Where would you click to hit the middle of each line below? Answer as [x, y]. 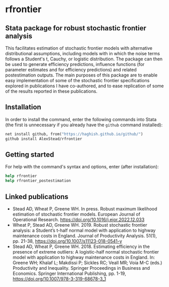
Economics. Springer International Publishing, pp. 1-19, [69, 273]
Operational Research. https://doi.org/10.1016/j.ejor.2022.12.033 [78, 220]
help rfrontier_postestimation [38, 181]
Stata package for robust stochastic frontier [76, 28]
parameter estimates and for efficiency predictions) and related [71, 70]
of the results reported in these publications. [51, 91]
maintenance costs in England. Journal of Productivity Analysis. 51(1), [85, 236]
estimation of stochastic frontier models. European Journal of [76, 214]
